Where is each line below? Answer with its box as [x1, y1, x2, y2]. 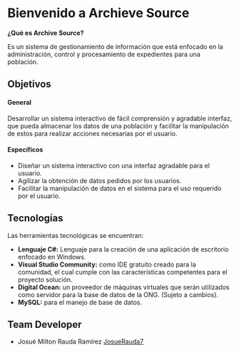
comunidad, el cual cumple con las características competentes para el [17, 267, 228, 276]
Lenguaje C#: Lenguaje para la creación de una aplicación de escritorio [17, 244, 229, 254]
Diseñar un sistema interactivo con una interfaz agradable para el [17, 161, 210, 170]
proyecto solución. [17, 275, 73, 284]
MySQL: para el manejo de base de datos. [17, 298, 143, 306]
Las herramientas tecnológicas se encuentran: [7, 231, 144, 239]
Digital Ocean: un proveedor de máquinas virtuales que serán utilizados [17, 283, 230, 291]
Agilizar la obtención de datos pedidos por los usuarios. [17, 176, 182, 185]
